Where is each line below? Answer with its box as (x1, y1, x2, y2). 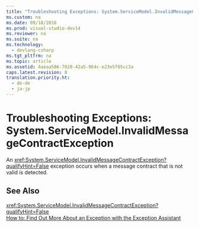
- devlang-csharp (11, 47, 54, 53)
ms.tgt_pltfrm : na (6, 53, 52, 59)
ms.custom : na (6, 14, 41, 20)
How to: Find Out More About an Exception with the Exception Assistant (6, 214, 181, 221)
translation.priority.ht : (6, 75, 70, 81)
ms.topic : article (6, 58, 52, 64)
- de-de (11, 81, 31, 87)
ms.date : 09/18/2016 (6, 20, 57, 25)
